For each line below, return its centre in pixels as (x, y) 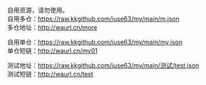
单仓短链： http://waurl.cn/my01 (52, 51)
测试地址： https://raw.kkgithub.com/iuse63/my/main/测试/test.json (103, 65)
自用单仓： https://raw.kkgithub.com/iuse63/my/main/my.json (95, 42)
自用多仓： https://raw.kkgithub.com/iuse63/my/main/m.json (93, 19)
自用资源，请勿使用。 (38, 10)
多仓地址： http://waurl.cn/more (52, 27)
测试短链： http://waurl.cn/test (50, 74)
